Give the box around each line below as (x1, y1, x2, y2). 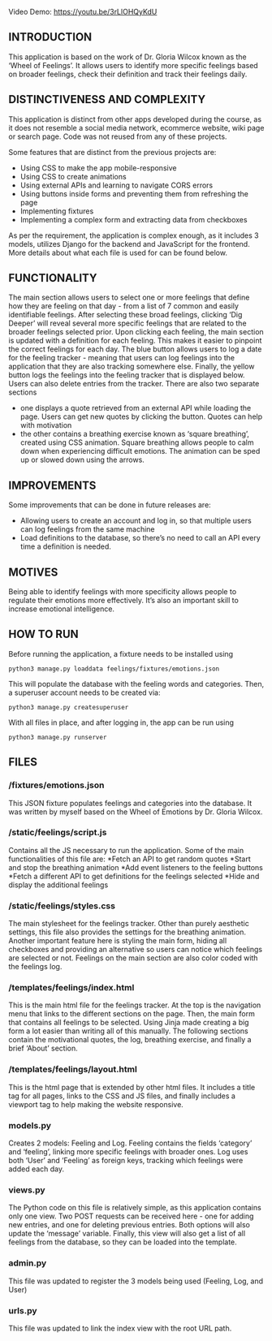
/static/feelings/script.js (8, 827, 107, 839)
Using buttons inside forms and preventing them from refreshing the (19, 188, 249, 198)
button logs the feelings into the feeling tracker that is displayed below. (8, 370, 245, 380)
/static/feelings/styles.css (8, 900, 116, 912)
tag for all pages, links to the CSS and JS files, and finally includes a (8, 1091, 235, 1101)
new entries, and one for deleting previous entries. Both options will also (8, 1220, 250, 1230)
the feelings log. (8, 962, 63, 972)
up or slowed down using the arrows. (19, 455, 145, 465)
